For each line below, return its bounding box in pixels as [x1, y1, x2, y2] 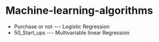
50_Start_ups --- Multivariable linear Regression [13, 29, 130, 36]
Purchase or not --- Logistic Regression [13, 23, 110, 30]
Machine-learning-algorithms [5, 4, 153, 17]
